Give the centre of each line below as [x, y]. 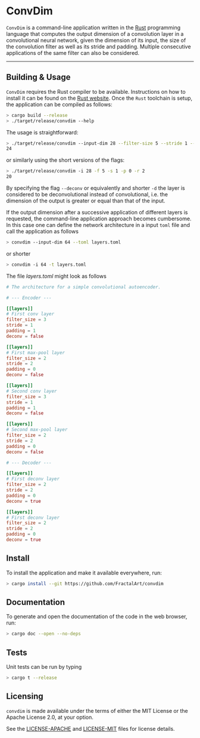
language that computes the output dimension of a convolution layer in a [95, 33]
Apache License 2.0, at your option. [50, 717]
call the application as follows [43, 231]
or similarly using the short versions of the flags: [65, 160]
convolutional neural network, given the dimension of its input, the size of [96, 40]
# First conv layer [30, 314]
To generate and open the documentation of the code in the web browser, [97, 617]
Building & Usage [38, 77]
